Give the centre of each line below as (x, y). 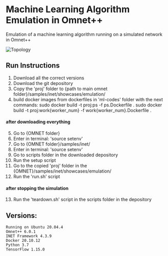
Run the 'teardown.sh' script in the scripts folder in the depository (82, 200)
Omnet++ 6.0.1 (21, 232)
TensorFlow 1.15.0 (25, 249)
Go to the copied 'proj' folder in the (50, 165)
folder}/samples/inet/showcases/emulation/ (59, 94)
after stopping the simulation (37, 188)
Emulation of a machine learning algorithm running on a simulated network (84, 34)
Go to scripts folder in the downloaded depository (66, 155)
